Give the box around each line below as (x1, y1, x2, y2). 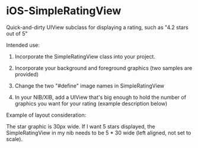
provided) (14, 70, 39, 78)
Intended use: (6, 41, 40, 49)
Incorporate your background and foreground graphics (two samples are (14, 64, 193, 72)
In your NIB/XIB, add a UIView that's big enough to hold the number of (14, 94, 187, 101)
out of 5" (6, 30, 28, 37)
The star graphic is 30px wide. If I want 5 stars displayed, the (6, 123, 155, 130)
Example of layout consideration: (6, 111, 87, 118)
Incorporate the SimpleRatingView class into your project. (14, 53, 156, 60)
